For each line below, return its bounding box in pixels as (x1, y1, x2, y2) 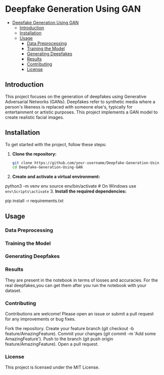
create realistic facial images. (5, 114, 65, 120)
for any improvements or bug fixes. (5, 316, 76, 322)
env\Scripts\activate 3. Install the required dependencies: (5, 188, 127, 194)
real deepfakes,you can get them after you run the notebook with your (5, 282, 147, 288)
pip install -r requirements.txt (5, 198, 64, 204)
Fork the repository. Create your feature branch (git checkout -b (5, 326, 134, 331)
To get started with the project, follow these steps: (5, 141, 107, 147)
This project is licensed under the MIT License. (5, 364, 100, 370)
